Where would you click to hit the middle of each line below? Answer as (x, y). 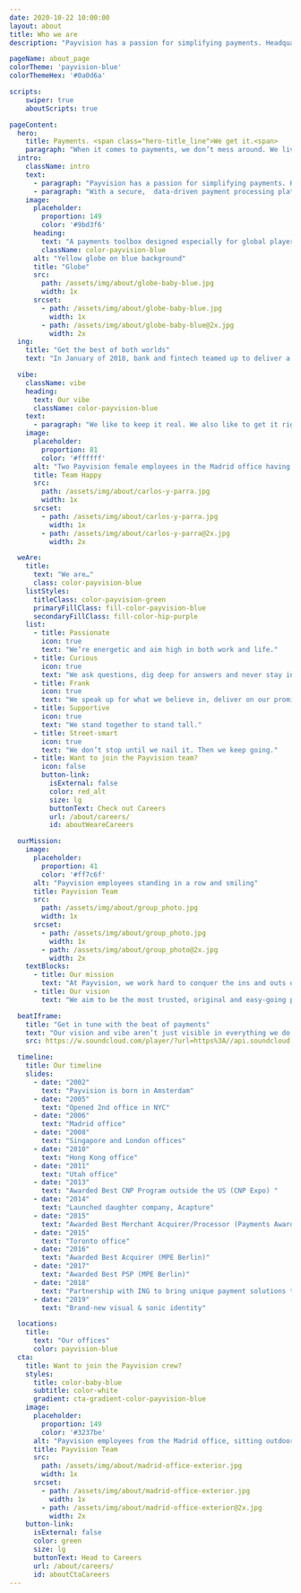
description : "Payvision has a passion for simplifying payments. (136, 43)
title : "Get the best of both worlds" (98, 350)
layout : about (36, 26)
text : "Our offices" (71, 1341)
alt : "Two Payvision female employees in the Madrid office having (162, 466)
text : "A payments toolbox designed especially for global (154, 242)
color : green (57, 1541)
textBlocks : (47, 966)
